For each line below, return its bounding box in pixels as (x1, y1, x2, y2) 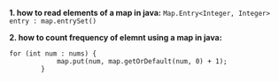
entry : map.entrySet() (9, 17, 97, 26)
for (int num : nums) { (9, 49, 97, 58)
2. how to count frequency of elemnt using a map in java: (9, 33, 223, 42)
